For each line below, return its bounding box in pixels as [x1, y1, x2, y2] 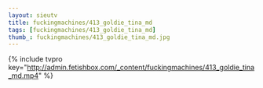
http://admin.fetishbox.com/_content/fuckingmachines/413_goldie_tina [27, 63, 255, 72]
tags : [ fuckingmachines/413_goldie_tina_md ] [8, 26, 156, 33]
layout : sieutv [8, 11, 58, 19]
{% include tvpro [8, 55, 63, 64]
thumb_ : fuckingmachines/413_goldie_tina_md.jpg [8, 33, 170, 41]
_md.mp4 [8, 71, 39, 80]
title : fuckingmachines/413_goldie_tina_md [8, 19, 153, 26]
